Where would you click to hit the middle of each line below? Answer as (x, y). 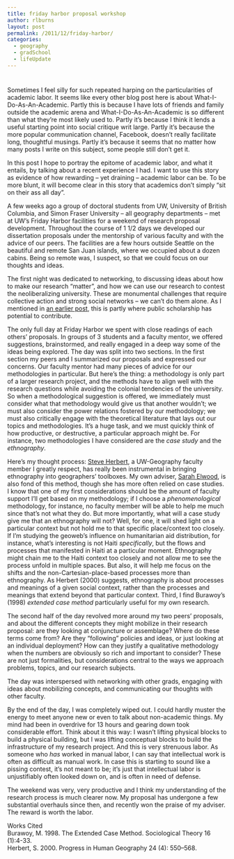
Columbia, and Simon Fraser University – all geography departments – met (114, 213)
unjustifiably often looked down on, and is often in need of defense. (104, 776)
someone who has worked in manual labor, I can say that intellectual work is (117, 754)
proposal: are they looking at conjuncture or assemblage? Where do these (114, 630)
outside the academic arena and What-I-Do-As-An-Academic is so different (116, 112)
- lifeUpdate (32, 59)
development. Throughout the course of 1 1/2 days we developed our (106, 228)
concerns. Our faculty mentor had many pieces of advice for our (100, 366)
